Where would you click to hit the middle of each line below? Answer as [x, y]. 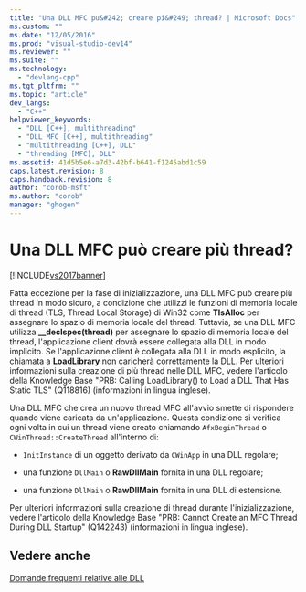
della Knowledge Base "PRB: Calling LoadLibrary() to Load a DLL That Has [149, 380]
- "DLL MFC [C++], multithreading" [85, 137]
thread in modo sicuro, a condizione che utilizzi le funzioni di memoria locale [153, 302]
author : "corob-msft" [51, 188]
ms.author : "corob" [47, 196]
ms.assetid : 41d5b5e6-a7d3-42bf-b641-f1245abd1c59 [108, 162]
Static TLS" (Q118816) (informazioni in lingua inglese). [111, 390]
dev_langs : [30, 103]
